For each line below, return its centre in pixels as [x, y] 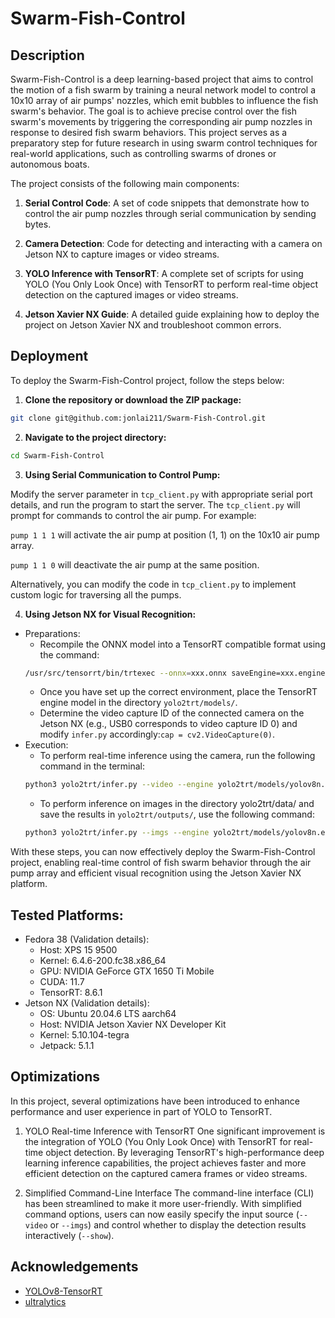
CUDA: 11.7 [62, 981]
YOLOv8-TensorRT [63, 1291]
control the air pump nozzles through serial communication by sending [170, 213]
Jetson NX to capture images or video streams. [122, 254]
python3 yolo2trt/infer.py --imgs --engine [117, 833]
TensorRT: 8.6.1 [71, 992]
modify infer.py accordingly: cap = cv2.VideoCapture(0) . [157, 734]
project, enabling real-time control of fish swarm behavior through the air [161, 863]
